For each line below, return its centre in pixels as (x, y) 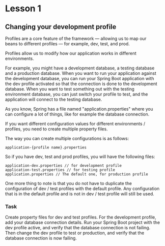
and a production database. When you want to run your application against (81, 73)
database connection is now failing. (41, 238)
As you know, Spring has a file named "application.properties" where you (79, 109)
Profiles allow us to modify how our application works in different (71, 53)
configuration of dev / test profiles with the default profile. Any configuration (82, 188)
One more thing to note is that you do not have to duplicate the (69, 183)
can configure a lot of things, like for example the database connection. (77, 114)
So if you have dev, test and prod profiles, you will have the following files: (80, 156)
